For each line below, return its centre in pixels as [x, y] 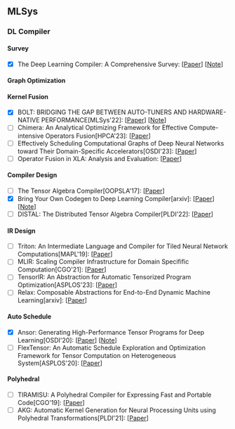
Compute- [204, 128]
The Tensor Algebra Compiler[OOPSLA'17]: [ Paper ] [91, 191]
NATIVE [28, 120]
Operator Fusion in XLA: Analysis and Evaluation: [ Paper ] [100, 158]
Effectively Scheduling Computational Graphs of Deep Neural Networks [121, 143]
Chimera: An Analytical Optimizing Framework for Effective [102, 128]
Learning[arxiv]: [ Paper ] [52, 300]
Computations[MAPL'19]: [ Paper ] [65, 254]
